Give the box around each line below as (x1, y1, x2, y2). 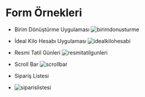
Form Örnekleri (5, 6, 82, 20)
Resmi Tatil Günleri (14, 48, 61, 56)
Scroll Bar (14, 60, 39, 68)
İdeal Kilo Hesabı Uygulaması (14, 37, 87, 44)
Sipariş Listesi (14, 72, 49, 79)
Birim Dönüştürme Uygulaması (14, 26, 90, 33)
